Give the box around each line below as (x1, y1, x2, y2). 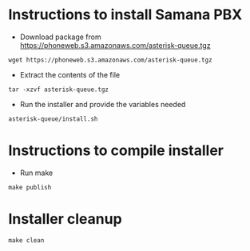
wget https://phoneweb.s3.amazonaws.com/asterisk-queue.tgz (8, 56, 213, 64)
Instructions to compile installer (8, 141, 224, 160)
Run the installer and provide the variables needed (19, 99, 186, 109)
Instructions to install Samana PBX (8, 6, 243, 24)
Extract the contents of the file (19, 70, 121, 79)
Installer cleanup (8, 210, 122, 229)
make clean (8, 236, 45, 245)
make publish (8, 183, 52, 191)
